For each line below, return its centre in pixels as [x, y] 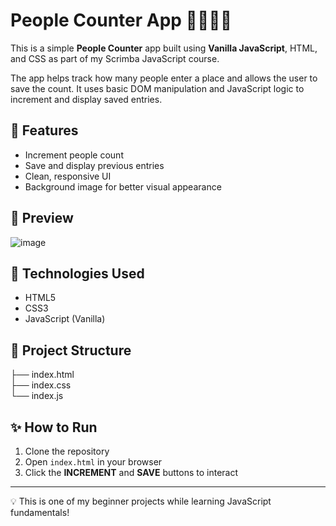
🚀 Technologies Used [77, 273]
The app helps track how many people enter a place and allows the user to [164, 78]
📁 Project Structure [71, 350]
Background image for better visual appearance [123, 186]
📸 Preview [42, 218]
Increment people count [74, 155]
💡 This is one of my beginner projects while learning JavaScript [141, 501]
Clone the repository [67, 451]
